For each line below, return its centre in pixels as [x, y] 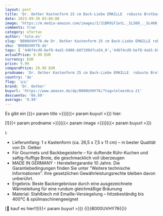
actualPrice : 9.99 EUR [28, 55]
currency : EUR [19, 59]
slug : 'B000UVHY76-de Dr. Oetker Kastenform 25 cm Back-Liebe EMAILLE [78, 41]
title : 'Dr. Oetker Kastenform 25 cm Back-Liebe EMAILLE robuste [73, 14]
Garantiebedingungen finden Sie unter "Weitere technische [71, 168]
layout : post [18, 9]
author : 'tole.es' [24, 37]
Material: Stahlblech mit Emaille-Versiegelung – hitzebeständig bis [78, 194]
